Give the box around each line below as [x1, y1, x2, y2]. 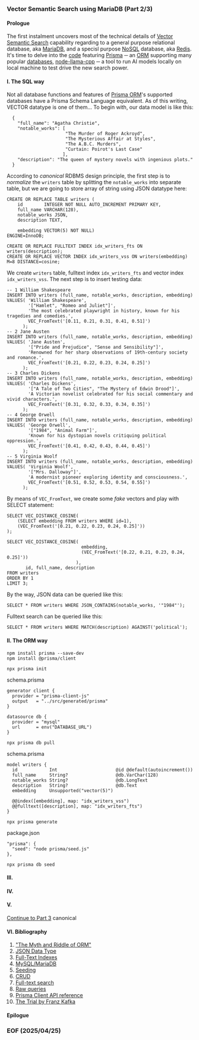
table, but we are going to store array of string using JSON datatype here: [7, 185, 187, 192]
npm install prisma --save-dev [7, 650, 84, 656]
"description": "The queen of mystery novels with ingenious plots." [17, 157, 194, 163]
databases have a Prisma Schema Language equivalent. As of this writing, [7, 97, 188, 105]
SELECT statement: [7, 502, 54, 509]
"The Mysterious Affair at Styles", [65, 136, 156, 142]
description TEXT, [17, 218, 63, 223]
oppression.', [7, 438, 42, 444]
